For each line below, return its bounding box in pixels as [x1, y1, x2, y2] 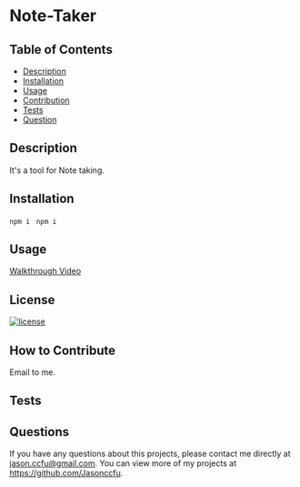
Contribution [22, 95, 70, 106]
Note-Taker [9, 5, 97, 26]
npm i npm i [9, 217, 57, 226]
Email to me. [9, 367, 56, 378]
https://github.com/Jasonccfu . [9, 468, 124, 479]
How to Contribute [9, 342, 116, 358]
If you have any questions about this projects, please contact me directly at [9, 448, 291, 460]
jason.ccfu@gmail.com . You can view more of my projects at [9, 458, 237, 469]
